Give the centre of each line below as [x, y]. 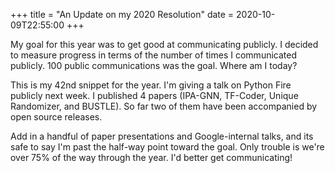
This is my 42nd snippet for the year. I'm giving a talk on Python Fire [151, 85]
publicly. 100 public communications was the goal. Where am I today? [154, 65]
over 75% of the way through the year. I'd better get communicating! [151, 157]
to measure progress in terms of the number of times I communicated [153, 55]
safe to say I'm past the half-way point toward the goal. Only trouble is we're [167, 147]
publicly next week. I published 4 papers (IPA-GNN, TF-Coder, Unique [154, 95]
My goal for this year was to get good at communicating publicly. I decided [164, 44]
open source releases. [56, 117]
